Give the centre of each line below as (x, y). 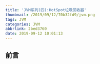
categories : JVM (23, 24)
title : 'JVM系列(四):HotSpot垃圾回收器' (46, 10)
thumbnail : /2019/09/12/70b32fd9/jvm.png (50, 15)
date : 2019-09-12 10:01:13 (34, 34)
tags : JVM (16, 19)
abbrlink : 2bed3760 (26, 29)
